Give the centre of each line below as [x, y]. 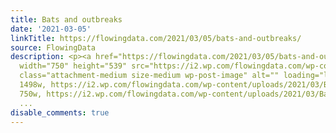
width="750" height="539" [73, 66]
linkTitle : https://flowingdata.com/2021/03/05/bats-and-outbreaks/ [156, 38]
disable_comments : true [60, 112]
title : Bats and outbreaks [66, 19]
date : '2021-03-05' [51, 29]
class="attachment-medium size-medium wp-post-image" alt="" [149, 76]
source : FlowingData [53, 47]
